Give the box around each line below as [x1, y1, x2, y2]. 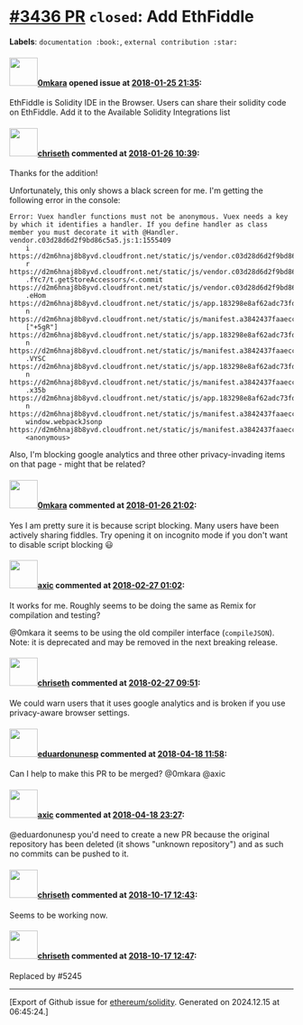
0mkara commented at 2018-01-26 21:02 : [37, 499, 197, 511]
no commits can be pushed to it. [9, 848, 129, 859]
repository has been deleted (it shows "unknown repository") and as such [9, 839, 284, 850]
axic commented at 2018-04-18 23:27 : [37, 809, 185, 820]
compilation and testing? [9, 609, 101, 620]
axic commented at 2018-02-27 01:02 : [37, 580, 185, 591]
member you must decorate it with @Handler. [9, 228, 179, 237]
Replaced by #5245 [9, 970, 83, 981]
